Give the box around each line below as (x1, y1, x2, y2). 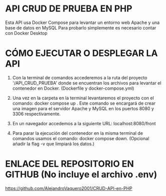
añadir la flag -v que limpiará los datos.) (12, 141, 95, 147)
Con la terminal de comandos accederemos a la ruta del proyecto (12, 74, 147, 80)
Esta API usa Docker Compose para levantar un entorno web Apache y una (5, 19, 160, 25)
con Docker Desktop (5, 30, 47, 36)
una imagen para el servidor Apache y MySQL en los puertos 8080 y (12, 105, 154, 111)
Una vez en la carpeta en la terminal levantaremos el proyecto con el (12, 95, 154, 101)
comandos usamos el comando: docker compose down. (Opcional (12, 135, 149, 141)
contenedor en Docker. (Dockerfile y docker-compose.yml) (12, 85, 134, 91)
